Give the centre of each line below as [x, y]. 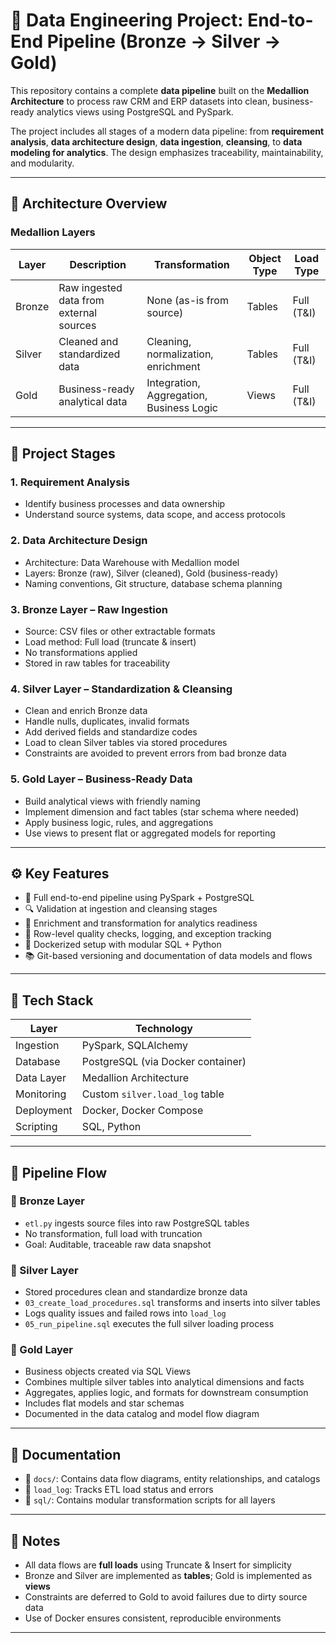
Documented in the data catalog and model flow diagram [142, 1414]
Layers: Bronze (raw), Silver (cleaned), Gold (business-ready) [151, 573]
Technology [163, 1029]
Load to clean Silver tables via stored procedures [126, 743]
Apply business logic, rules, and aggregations [119, 822]
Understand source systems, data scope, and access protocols [155, 515]
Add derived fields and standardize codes [111, 732]
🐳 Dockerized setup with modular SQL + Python [123, 945]
